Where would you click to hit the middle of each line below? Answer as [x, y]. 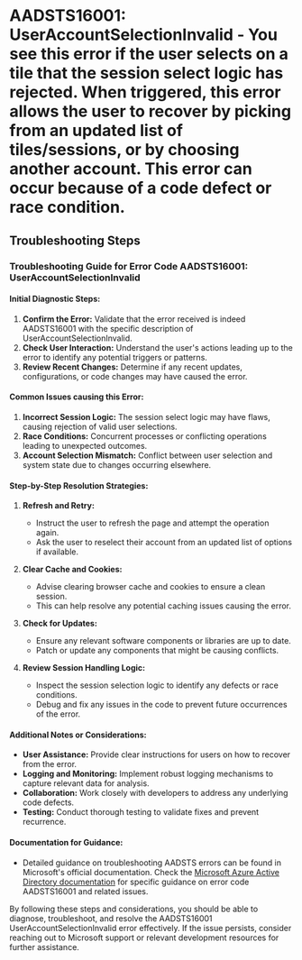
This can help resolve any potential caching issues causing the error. [163, 606]
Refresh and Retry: [58, 506]
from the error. [50, 764]
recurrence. [44, 822]
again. [47, 533]
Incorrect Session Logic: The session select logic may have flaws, [146, 416]
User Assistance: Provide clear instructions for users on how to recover [156, 754]
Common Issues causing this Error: [77, 397]
